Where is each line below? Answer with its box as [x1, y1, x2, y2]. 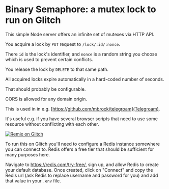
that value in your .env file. [5, 177, 61, 184]
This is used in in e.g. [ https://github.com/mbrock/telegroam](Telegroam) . [5, 105, 160, 112]
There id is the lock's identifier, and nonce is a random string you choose [5, 51, 157, 57]
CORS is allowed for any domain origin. [5, 96, 88, 102]
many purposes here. [5, 151, 50, 157]
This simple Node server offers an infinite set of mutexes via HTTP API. [5, 31, 154, 37]
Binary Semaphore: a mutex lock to [5, 4, 156, 15]
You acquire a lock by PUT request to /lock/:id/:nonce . [5, 41, 121, 47]
